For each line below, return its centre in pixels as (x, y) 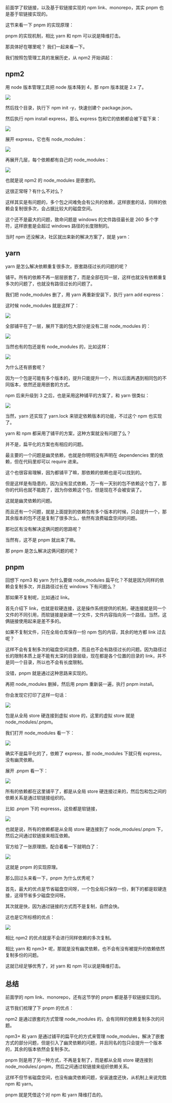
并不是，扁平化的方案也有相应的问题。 (46, 444)
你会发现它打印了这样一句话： (37, 695)
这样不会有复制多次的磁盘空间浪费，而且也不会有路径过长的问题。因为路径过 (86, 649)
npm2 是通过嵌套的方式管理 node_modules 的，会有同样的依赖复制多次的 (83, 1019)
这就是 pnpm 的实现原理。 (33, 867)
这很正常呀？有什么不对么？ (35, 191)
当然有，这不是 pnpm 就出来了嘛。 (42, 540)
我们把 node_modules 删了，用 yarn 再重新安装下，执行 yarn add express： (85, 294)
